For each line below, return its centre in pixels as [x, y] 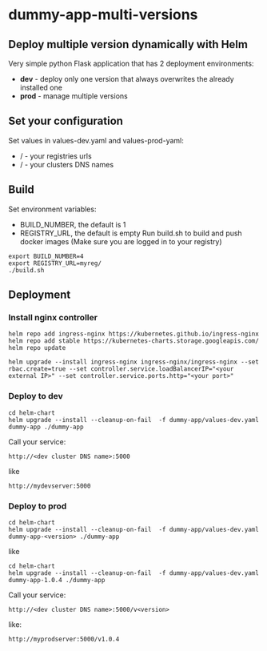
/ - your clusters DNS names [67, 164]
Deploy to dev [36, 396]
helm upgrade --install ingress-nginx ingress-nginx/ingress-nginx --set [134, 362]
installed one [41, 87]
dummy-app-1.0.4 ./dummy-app [57, 580]
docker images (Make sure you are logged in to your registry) [121, 241]
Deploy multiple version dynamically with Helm [128, 44]
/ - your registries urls [56, 156]
